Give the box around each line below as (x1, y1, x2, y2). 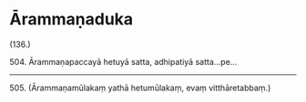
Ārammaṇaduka (9, 9, 134, 30)
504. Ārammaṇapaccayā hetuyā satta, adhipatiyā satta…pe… (9, 56, 238, 67)
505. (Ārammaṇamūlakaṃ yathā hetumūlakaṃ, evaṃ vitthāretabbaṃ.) (9, 82, 271, 93)
